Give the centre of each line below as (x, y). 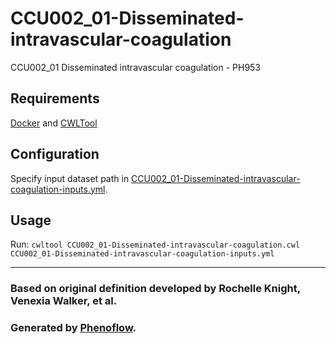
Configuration (55, 154)
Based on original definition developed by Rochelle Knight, (155, 289)
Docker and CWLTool (54, 123)
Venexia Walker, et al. (64, 301)
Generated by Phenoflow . (73, 328)
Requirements (55, 98)
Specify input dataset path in (70, 178)
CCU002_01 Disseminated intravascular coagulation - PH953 (136, 67)
